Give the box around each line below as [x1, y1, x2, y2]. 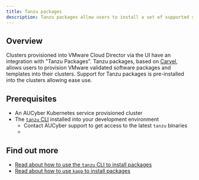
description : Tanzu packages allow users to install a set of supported [6, 14, 190, 20]
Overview [6, 36, 43, 46]
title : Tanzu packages [6, 8, 62, 15]
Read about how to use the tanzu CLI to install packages [14, 161, 152, 168]
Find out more [6, 145, 59, 155]
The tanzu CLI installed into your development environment [14, 116, 159, 123]
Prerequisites [6, 94, 57, 104]
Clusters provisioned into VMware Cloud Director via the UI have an [6, 51, 171, 59]
